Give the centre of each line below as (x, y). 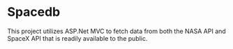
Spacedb (34, 12)
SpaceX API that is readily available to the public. (77, 38)
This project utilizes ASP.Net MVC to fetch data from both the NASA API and (117, 31)
